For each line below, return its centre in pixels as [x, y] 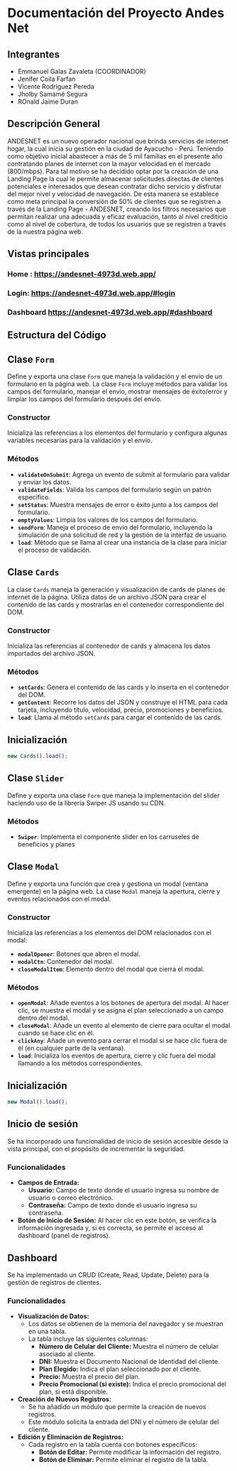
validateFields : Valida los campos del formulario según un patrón [114, 489]
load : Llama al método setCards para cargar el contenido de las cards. [120, 717]
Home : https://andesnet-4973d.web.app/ [82, 274]
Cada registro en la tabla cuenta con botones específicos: [112, 1445]
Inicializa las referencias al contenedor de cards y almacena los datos [109, 646]
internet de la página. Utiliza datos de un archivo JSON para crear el [107, 597]
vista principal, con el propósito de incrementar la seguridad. [97, 1149]
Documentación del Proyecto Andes [116, 13]
